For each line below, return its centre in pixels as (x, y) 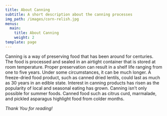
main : (15, 28)
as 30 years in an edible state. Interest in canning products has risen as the (82, 83)
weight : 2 (24, 38)
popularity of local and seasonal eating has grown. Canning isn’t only (76, 88)
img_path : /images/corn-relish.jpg (42, 19)
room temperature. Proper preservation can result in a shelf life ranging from (84, 67)
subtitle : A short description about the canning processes (69, 14)
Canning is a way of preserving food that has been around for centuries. (79, 56)
